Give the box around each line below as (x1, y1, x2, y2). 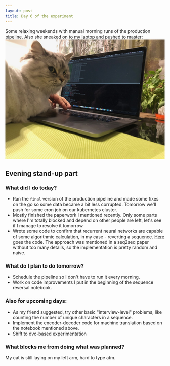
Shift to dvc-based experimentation (12, 330, 87, 337)
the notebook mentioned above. (12, 325, 79, 331)
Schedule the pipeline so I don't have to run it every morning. (12, 274, 140, 280)
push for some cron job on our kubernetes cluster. (12, 207, 117, 213)
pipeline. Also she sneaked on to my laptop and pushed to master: (5, 34, 143, 40)
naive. (12, 250, 26, 256)
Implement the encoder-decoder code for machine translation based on (12, 320, 163, 326)
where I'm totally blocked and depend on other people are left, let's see (12, 217, 162, 223)
